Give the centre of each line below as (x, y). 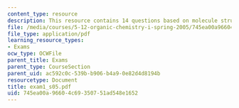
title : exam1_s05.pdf (39, 87)
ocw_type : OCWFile (34, 54)
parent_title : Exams (38, 60)
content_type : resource (43, 14)
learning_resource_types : (46, 40)
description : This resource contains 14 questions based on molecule (113, 21)
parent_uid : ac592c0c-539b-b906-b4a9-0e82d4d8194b (84, 73)
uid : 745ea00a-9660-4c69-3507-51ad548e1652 (73, 93)
